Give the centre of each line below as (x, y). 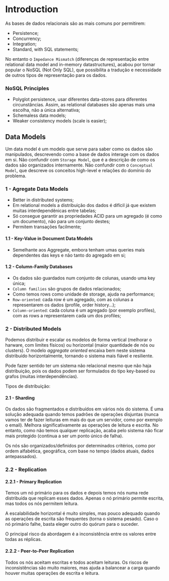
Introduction (32, 9)
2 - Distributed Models (33, 328)
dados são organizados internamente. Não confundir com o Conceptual (79, 165)
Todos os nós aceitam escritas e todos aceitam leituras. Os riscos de (77, 562)
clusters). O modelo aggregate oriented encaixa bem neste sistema (75, 351)
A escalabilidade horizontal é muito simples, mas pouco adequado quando (83, 513)
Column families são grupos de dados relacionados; (67, 288)
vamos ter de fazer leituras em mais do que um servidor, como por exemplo (84, 420)
